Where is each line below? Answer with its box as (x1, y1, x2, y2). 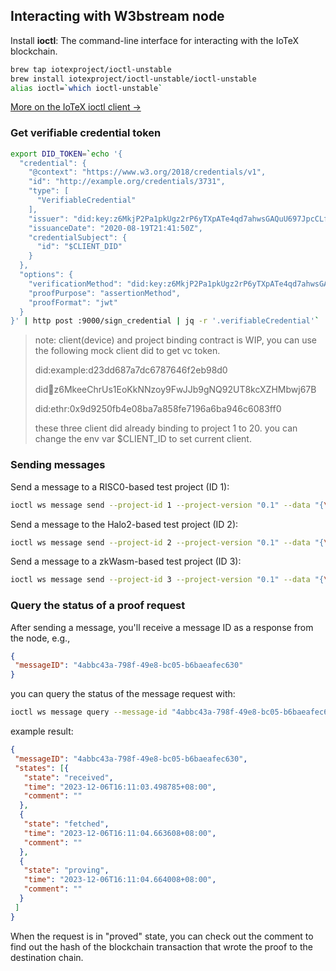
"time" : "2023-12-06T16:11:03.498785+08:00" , (23, 782, 217, 792)
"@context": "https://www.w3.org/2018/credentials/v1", (28, 167, 267, 178)
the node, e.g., (10, 632, 71, 644)
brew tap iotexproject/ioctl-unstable (10, 64, 172, 74)
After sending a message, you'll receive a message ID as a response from (10, 621, 314, 633)
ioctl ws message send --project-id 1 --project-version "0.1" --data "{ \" (10, 500, 333, 510)
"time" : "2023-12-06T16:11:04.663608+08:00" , (23, 828, 217, 838)
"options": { (19, 270, 74, 280)
